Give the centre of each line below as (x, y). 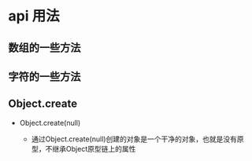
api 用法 (34, 16)
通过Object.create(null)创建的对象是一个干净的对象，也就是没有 (134, 139)
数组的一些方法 (44, 48)
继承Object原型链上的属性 (94, 148)
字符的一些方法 (44, 77)
